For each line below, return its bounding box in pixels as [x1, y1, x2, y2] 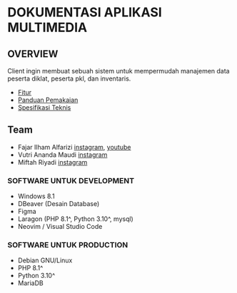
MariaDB [17, 279, 44, 287]
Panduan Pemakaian [17, 96, 79, 104]
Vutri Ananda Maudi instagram [17, 150, 108, 159]
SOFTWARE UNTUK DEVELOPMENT [7, 175, 134, 185]
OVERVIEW [7, 48, 59, 60]
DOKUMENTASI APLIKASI [7, 4, 162, 21]
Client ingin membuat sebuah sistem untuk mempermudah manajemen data [7, 67, 230, 75]
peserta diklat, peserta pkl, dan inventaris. [7, 74, 131, 83]
